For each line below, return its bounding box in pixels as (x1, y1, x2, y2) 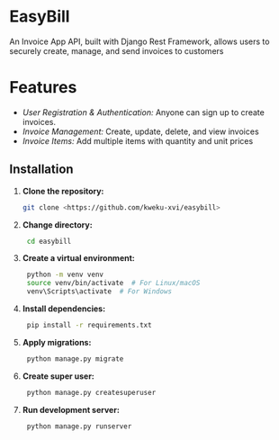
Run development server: (22, 404, 120, 415)
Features (9, 77, 77, 98)
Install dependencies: (22, 303, 106, 314)
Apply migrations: (22, 337, 92, 347)
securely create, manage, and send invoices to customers (9, 45, 224, 56)
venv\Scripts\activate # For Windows (26, 287, 173, 296)
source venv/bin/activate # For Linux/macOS (26, 279, 201, 288)
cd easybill (26, 237, 72, 246)
